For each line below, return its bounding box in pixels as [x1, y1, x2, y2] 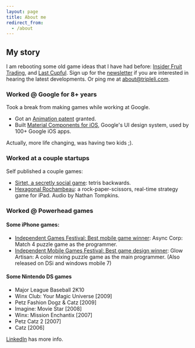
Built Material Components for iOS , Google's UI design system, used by [14, 122, 189, 129]
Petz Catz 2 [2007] [14, 318, 61, 325]
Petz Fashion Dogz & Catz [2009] [14, 299, 97, 306]
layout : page [6, 8, 39, 15]
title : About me [6, 14, 46, 20]
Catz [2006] [14, 324, 45, 331]
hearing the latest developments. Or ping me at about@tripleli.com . [6, 75, 170, 83]
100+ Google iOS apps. [14, 128, 72, 135]
